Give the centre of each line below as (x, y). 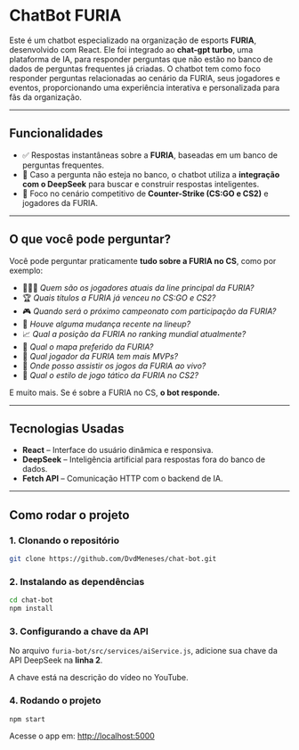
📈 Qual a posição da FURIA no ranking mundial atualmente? (134, 334)
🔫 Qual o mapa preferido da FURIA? (88, 346)
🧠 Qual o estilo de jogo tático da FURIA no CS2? (110, 375)
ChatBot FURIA (65, 16)
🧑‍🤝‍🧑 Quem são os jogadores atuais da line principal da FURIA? (138, 287)
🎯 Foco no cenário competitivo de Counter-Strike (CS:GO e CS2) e (145, 194)
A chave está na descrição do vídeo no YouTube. (99, 678)
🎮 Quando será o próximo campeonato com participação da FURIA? (149, 311)
